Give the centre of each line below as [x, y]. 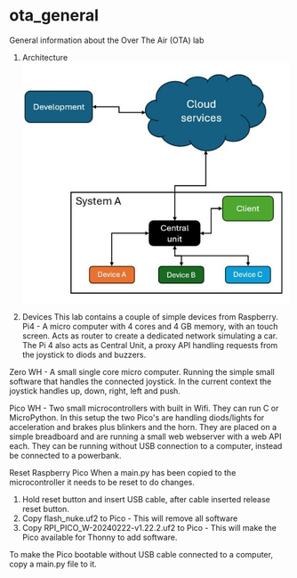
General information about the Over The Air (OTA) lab [107, 40]
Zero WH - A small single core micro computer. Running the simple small [142, 371]
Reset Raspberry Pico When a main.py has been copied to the [123, 472]
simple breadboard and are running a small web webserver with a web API [145, 436]
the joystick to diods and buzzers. [84, 354]
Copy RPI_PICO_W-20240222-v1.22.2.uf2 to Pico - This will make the [149, 527]
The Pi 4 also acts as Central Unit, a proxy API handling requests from [150, 345]
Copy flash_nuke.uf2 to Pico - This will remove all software [130, 518]
